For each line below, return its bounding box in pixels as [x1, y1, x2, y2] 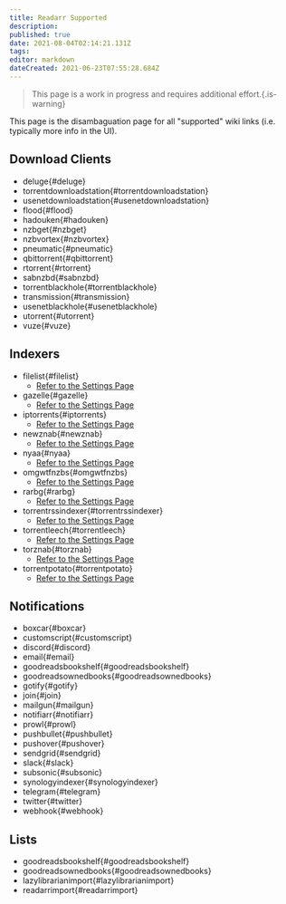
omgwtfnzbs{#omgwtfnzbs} [22, 466, 129, 477]
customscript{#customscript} [22, 632, 133, 643]
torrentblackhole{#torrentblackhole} [22, 282, 157, 293]
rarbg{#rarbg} [22, 486, 76, 496]
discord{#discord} [22, 642, 91, 653]
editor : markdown [9, 55, 75, 64]
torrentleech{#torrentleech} [22, 524, 127, 535]
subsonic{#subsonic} [22, 767, 102, 778]
